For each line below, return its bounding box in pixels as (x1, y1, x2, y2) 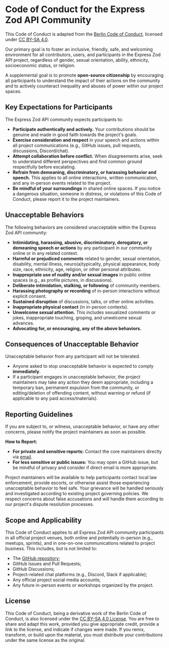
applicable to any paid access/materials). (12, 396, 98, 402)
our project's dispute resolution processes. (5, 501, 95, 507)
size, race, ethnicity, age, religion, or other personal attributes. (12, 266, 142, 272)
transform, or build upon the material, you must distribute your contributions (5, 631, 163, 638)
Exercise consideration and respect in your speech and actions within (12, 137, 159, 143)
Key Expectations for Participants (5, 103, 113, 112)
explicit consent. (12, 293, 47, 299)
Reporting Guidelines (5, 410, 73, 418)
